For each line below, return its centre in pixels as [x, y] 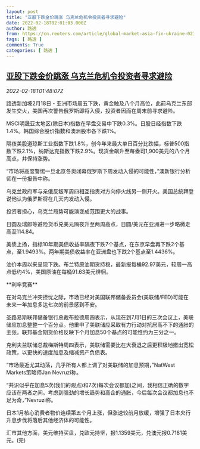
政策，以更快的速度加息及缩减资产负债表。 [58, 352]
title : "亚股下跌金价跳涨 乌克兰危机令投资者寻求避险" [66, 17]
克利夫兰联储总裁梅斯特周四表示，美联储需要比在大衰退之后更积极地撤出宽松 [100, 345]
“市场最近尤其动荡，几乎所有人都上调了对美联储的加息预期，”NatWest [91, 365]
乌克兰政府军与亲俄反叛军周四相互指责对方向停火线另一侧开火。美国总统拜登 [100, 191]
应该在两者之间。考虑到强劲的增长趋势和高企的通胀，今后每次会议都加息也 [97, 392]
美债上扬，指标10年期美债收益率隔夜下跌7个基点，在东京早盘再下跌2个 [93, 244]
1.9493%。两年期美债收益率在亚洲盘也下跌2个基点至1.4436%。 [100, 252]
